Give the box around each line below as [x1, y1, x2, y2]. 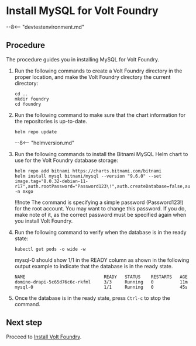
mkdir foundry [14, 96, 49, 102]
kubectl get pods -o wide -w [14, 246, 86, 252]
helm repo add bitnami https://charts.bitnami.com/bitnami [14, 168, 162, 174]
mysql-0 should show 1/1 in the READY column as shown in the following [14, 256, 190, 264]
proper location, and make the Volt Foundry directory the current [14, 73, 171, 80]
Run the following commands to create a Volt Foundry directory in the [14, 67, 183, 74]
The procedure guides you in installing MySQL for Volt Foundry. [6, 56, 160, 63]
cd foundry [14, 101, 42, 107]
